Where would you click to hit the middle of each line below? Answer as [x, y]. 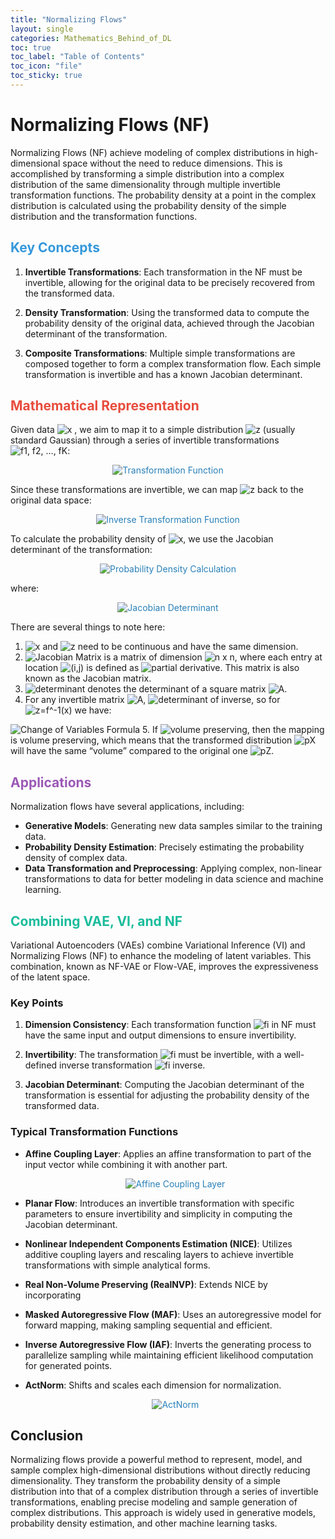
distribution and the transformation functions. [104, 216]
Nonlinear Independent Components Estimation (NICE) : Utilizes [158, 1243]
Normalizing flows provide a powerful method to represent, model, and [156, 1460]
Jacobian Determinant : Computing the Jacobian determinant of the [164, 1085]
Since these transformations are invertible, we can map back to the [157, 490]
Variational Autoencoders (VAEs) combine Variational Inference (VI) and [158, 945]
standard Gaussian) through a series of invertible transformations [145, 440]
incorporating [53, 1295]
